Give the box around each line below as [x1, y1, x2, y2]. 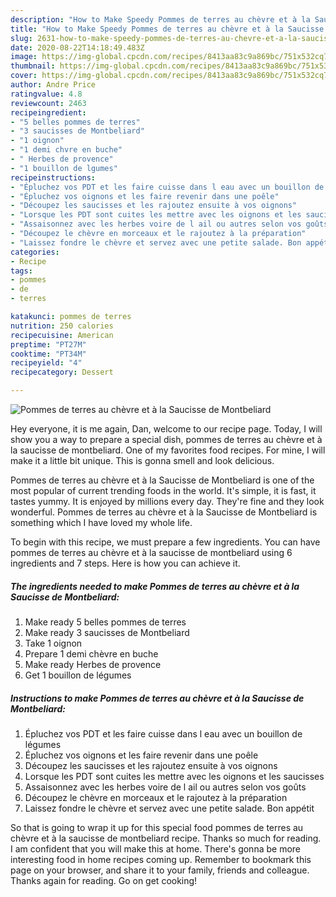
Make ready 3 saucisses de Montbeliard [24, 626, 190, 638]
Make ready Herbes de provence [24, 658, 162, 670]
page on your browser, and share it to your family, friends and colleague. [10, 864, 310, 876]
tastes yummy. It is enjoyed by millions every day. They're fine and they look [10, 496, 325, 507]
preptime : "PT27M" [10, 339, 87, 350]
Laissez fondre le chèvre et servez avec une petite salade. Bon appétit [24, 802, 315, 814]
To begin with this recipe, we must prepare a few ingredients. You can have [10, 536, 321, 548]
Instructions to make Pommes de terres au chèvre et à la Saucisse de [10, 692, 305, 704]
